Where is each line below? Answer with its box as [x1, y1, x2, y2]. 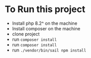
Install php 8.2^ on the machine [12, 20, 78, 26]
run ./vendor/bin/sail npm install [12, 47, 86, 53]
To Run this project [5, 4, 85, 15]
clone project [12, 31, 40, 37]
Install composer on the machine [12, 25, 80, 31]
